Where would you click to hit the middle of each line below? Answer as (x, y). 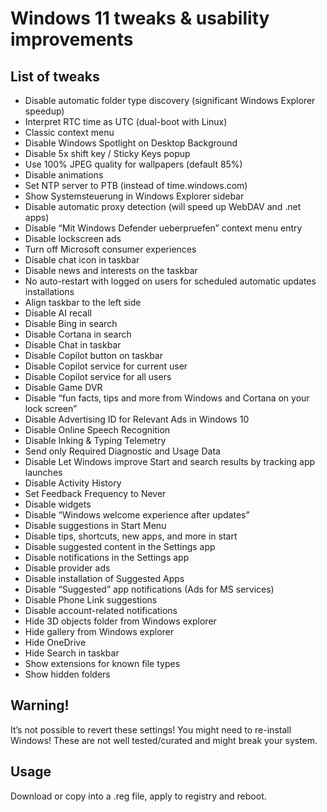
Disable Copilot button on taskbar (93, 355)
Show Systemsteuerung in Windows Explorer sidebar (134, 196)
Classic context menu (69, 132)
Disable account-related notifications (101, 610)
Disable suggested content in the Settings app (120, 546)
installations (49, 291)
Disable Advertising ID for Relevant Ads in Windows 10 (137, 419)
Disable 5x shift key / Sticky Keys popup (107, 153)
